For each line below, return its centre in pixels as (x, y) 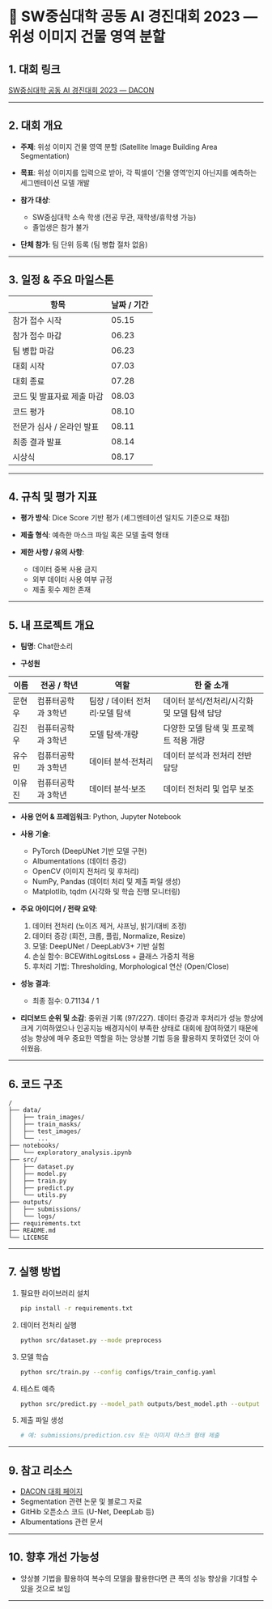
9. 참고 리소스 (40, 1470)
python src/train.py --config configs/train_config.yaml (118, 1372)
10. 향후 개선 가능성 (54, 1558)
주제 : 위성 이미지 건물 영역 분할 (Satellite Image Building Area (119, 146)
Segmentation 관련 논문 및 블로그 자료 (81, 1501)
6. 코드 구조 (36, 1084)
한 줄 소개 (211, 686)
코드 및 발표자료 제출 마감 (58, 396)
